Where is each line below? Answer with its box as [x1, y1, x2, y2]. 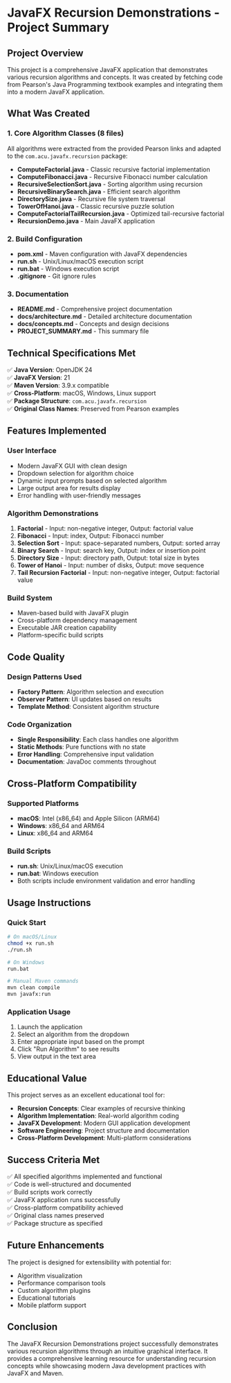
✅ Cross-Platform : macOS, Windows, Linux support [7, 389, 156, 397]
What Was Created [7, 108, 90, 119]
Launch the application [17, 1023, 83, 1031]
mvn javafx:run [7, 990, 51, 998]
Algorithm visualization [17, 1271, 83, 1280]
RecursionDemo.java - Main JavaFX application [17, 216, 156, 225]
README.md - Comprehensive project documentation [17, 305, 173, 313]
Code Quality [7, 651, 65, 663]
